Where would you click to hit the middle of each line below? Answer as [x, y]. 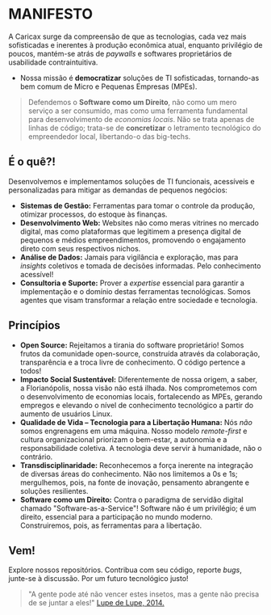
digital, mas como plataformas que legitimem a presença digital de [131, 231]
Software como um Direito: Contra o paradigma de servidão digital [131, 499]
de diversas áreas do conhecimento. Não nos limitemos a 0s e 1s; [129, 474]
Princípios [34, 325]
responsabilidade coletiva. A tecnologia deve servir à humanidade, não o [141, 448]
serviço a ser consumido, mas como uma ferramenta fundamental [138, 111]
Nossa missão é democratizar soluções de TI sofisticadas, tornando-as [140, 78]
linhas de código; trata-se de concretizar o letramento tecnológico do [144, 128]
